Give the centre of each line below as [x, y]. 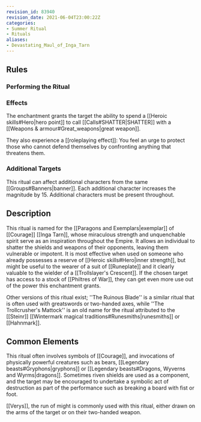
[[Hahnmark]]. [24, 323]
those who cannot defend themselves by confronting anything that [88, 147]
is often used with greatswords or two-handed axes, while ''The [85, 304]
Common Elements [43, 341]
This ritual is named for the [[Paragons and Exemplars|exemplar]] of [90, 228]
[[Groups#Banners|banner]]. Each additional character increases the [91, 188]
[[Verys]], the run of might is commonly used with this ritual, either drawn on [101, 406]
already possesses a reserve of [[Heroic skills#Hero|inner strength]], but [96, 260]
